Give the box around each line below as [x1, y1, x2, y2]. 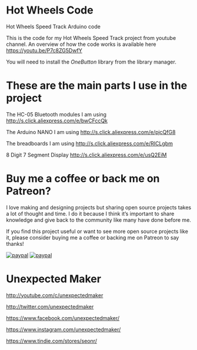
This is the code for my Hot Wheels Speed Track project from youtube [6, 34, 176, 41]
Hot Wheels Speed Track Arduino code [6, 23, 101, 30]
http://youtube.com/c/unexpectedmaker [6, 292, 103, 299]
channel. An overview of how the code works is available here [6, 41, 156, 48]
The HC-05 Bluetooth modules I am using [6, 111, 107, 118]
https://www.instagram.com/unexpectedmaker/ [6, 326, 121, 333]
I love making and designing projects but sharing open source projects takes [6, 204, 192, 211]
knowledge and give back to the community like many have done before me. [6, 216, 191, 224]
